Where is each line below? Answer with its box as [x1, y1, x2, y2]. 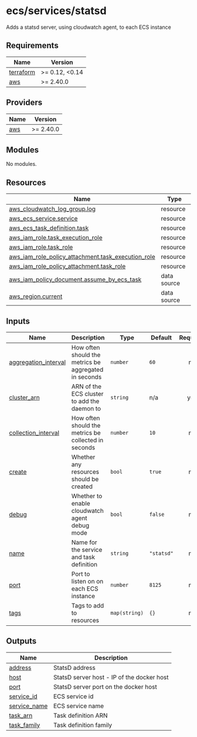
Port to [71, 570, 90, 578]
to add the [71, 397, 100, 405]
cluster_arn [9, 393, 40, 401]
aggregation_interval [9, 358, 66, 366]
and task [71, 553, 96, 561]
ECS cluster [71, 390, 104, 398]
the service [71, 546, 103, 553]
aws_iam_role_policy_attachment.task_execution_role [9, 253, 155, 261]
